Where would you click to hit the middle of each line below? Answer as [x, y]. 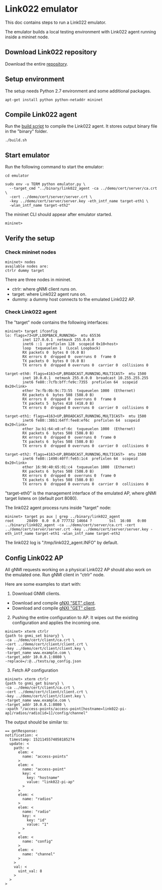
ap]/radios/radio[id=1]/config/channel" [47, 713]
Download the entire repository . [37, 64]
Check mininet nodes [31, 252]
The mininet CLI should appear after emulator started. [59, 214]
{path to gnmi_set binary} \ [34, 636]
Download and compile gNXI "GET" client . [54, 608]
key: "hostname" [43, 777]
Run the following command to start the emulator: [55, 167]
